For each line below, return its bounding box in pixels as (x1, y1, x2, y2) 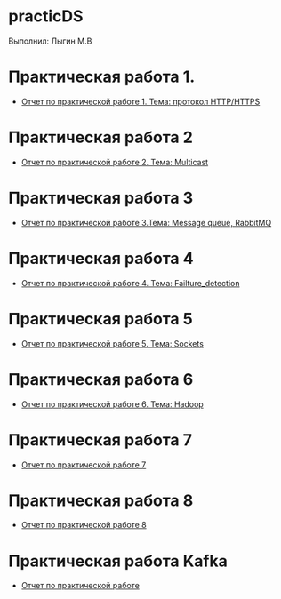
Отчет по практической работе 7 (20, 459, 147, 470)
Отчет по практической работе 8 (20, 520, 148, 531)
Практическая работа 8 (8, 491, 194, 510)
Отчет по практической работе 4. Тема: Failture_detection (20, 277, 240, 288)
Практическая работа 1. (8, 67, 196, 87)
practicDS (8, 6, 84, 27)
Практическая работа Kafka (8, 551, 228, 571)
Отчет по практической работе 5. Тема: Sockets (20, 338, 204, 348)
